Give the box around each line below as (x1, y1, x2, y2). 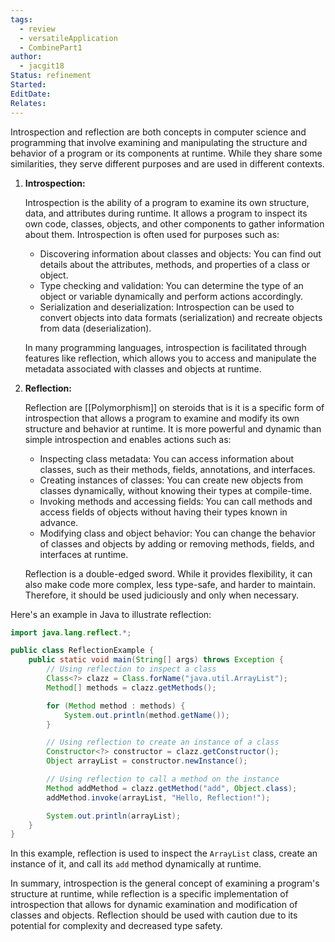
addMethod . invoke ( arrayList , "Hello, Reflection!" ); (46, 792, 271, 803)
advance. (39, 516, 79, 528)
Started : (10, 80, 47, 90)
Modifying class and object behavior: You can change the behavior (39, 527, 316, 539)
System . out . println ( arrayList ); (46, 811, 182, 821)
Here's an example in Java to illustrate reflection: (10, 608, 212, 620)
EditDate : (10, 89, 52, 99)
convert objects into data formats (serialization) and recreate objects (39, 311, 323, 323)
